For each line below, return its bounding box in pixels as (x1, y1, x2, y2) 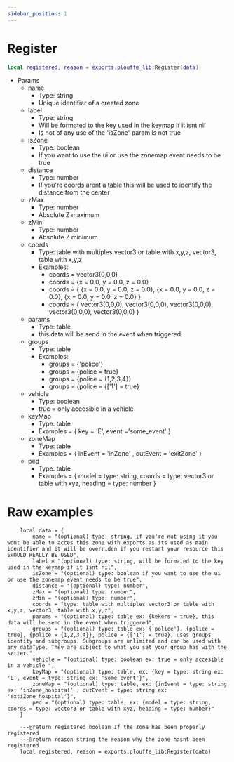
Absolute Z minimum (38, 233, 98, 242)
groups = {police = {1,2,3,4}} (48, 375, 132, 383)
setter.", (7, 650, 36, 657)
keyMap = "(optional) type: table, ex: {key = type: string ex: (32, 669, 224, 676)
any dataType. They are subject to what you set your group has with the (7, 644, 228, 651)
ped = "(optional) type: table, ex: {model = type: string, (32, 699, 212, 707)
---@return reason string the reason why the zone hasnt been (20, 736, 205, 743)
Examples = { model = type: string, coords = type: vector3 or (38, 472, 214, 480)
